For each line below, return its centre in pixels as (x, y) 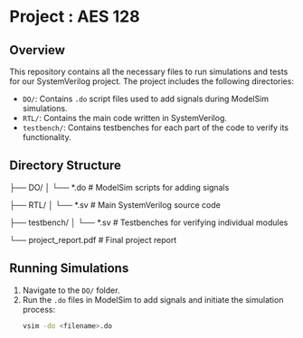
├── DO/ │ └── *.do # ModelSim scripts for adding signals (119, 187)
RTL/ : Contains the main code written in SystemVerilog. (125, 118)
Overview (38, 50)
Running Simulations (69, 268)
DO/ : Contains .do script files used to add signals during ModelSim (146, 99)
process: (39, 309)
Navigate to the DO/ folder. (71, 290)
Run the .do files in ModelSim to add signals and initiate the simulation (153, 299)
